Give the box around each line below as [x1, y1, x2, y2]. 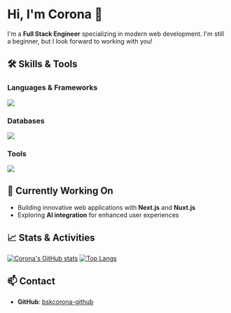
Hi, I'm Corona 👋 [7, 6, 103, 22]
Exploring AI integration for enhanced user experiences [17, 211, 179, 220]
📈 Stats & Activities [7, 232, 96, 244]
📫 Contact [7, 275, 56, 287]
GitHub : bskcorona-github [17, 298, 94, 306]
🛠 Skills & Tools [7, 58, 78, 70]
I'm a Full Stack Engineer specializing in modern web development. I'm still [7, 29, 225, 38]
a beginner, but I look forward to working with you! [7, 36, 153, 45]
